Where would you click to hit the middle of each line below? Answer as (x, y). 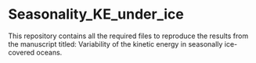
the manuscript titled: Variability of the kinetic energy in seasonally (115, 44)
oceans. (49, 52)
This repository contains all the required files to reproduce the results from (128, 36)
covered (22, 52)
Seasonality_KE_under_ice (96, 14)
